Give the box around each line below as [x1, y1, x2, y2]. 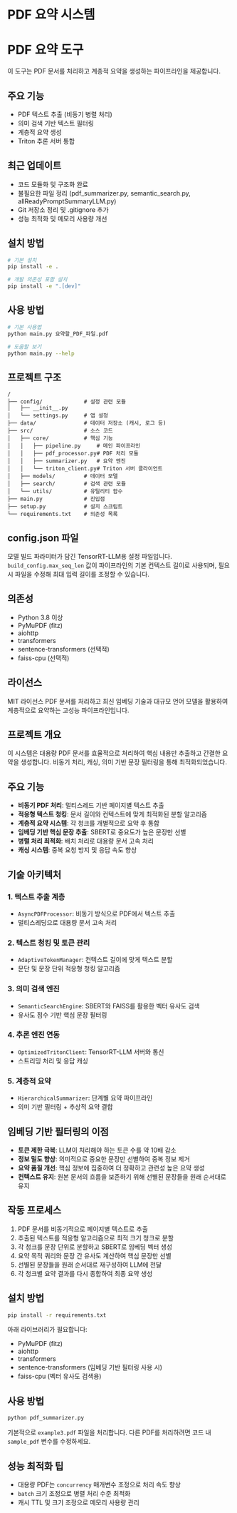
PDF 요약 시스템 [7, 6, 95, 23]
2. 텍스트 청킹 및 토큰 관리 [7, 938, 90, 948]
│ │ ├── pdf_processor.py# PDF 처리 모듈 [7, 450, 139, 457]
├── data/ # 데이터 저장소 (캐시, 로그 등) [7, 420, 167, 427]
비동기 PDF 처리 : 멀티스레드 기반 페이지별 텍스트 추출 [17, 801, 165, 810]
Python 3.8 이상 [17, 613, 63, 622]
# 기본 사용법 [7, 323, 42, 330]
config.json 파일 [7, 532, 79, 544]
